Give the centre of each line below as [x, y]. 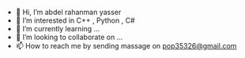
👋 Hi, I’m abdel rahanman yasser [68, 12]
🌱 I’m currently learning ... [58, 29]
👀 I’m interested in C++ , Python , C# [75, 20]
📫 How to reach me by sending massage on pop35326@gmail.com [126, 46]
